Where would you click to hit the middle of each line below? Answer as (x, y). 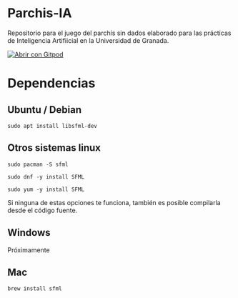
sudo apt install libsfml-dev (53, 126)
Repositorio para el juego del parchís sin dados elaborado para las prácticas (119, 33)
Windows (29, 233)
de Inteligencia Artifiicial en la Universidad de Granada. (88, 40)
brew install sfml (35, 289)
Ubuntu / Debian (45, 110)
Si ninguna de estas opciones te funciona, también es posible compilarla (114, 202)
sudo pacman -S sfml (38, 164)
